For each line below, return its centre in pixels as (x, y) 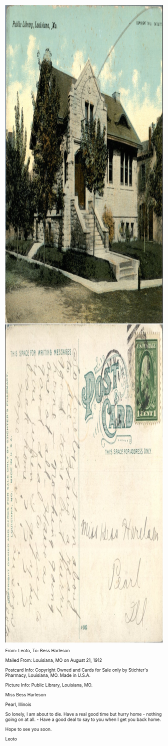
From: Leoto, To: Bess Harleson (37, 650)
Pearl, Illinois (18, 704)
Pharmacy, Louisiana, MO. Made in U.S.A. (48, 675)
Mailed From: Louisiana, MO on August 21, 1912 (54, 660)
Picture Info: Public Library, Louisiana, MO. (49, 685)
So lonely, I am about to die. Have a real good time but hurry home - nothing (83, 714)
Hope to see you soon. (28, 729)
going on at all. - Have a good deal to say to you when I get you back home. (83, 719)
